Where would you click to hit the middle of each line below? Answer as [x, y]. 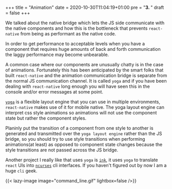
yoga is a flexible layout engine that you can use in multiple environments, [83, 102]
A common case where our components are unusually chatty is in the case [84, 64]
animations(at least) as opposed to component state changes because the [84, 144]
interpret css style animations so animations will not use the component [81, 113]
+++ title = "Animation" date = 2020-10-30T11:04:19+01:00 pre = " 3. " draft [85, 7]
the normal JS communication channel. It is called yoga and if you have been [86, 81]
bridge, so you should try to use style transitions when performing [75, 139]
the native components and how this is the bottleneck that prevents [77, 28]
